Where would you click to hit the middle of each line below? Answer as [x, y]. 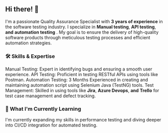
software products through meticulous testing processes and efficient [78, 37]
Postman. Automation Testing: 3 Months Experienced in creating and [77, 80]
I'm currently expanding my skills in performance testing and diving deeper [83, 120]
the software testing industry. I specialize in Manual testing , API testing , [81, 27]
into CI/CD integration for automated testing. [51, 125]
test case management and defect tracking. [50, 96]
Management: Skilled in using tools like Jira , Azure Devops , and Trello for [82, 91]
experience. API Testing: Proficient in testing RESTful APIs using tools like [81, 75]
